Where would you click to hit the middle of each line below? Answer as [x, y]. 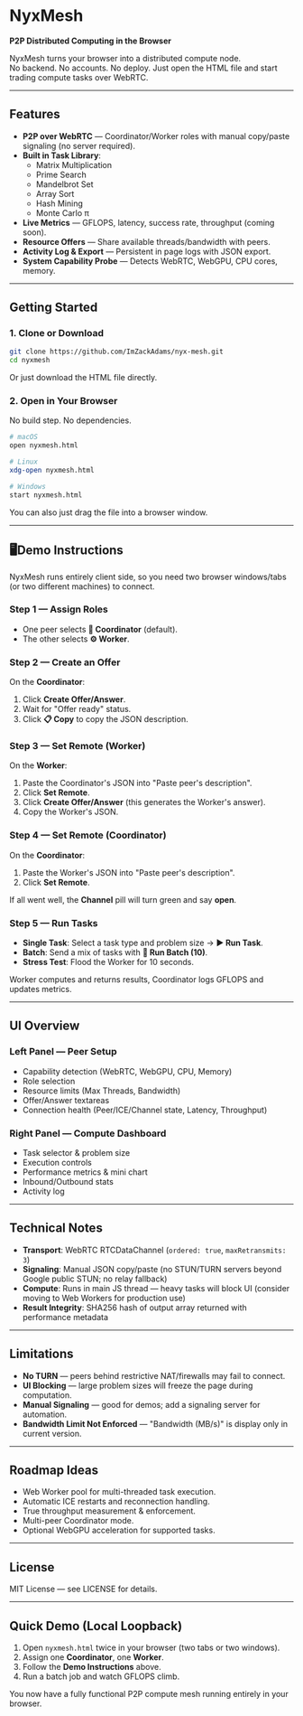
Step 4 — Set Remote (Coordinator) [88, 835]
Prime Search [61, 174]
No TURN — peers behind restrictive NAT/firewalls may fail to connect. [154, 1375]
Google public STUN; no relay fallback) [95, 1279]
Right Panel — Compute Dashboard [88, 1133]
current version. [52, 1433]
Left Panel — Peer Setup [63, 1052]
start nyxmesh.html [46, 495]
